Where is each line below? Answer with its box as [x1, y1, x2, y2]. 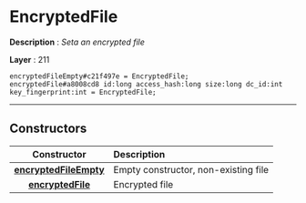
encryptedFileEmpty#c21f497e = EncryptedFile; [9, 71, 189, 81]
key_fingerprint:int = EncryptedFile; [9, 87, 157, 96]
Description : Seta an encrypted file [9, 36, 146, 47]
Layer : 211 [9, 54, 50, 65]
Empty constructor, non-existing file [113, 163, 270, 176]
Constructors [9, 121, 87, 137]
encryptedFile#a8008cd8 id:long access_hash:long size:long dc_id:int [9, 79, 283, 88]
